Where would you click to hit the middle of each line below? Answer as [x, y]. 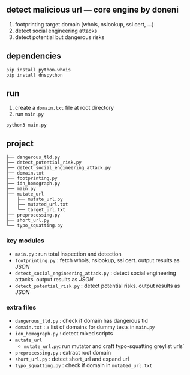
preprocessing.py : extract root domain [63, 352]
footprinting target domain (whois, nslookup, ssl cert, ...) [84, 24]
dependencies [34, 56]
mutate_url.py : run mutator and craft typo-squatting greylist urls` [104, 346]
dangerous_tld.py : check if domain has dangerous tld [82, 320]
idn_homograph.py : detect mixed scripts [64, 333]
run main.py [29, 114]
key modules [25, 241]
